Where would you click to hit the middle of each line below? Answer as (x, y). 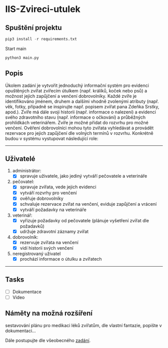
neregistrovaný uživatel (36, 254)
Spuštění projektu (33, 28)
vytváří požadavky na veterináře (53, 209)
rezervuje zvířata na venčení (49, 242)
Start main (16, 48)
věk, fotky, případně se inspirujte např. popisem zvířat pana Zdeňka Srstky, (82, 106)
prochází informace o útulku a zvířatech (61, 259)
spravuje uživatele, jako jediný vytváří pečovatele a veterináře (83, 176)
